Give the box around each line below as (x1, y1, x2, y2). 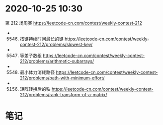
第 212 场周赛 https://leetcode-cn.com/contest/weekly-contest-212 (5, 20, 143, 26)
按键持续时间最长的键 (19, 36, 64, 42)
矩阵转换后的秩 (19, 86, 51, 92)
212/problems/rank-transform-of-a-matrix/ (19, 91, 107, 97)
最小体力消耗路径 (19, 69, 55, 75)
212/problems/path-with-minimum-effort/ (19, 75, 105, 81)
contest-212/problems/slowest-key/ (19, 41, 93, 47)
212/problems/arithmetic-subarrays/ (19, 58, 94, 64)
